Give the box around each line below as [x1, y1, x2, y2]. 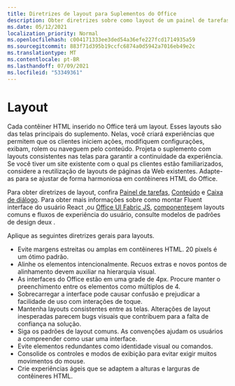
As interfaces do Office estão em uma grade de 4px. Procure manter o [17, 275, 221, 284]
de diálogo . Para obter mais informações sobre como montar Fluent [7, 196, 203, 204]
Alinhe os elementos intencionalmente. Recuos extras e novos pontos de [17, 260, 227, 269]
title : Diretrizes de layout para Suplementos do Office [7, 10, 177, 18]
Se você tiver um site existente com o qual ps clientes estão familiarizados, [7, 159, 224, 168]
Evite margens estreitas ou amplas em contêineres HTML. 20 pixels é [17, 245, 218, 253]
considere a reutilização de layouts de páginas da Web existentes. [7, 167, 198, 175]
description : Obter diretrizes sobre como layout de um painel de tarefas [7, 17, 230, 24]
